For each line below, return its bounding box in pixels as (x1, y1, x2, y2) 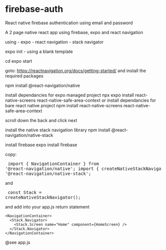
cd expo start (5, 58, 32, 64)
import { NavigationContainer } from (7, 161, 99, 167)
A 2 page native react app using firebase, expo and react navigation (5, 29, 143, 35)
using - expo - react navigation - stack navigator (5, 39, 104, 45)
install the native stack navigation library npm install (5, 127, 110, 133)
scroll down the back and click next (5, 117, 78, 123)
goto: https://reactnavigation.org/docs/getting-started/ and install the (5, 68, 146, 74)
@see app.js (5, 239, 31, 245)
